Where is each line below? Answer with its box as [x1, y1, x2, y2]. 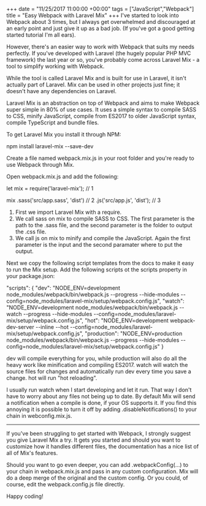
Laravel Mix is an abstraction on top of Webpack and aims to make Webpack [6, 99, 200, 107]
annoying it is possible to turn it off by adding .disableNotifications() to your [6, 406, 197, 413]
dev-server [6, 323, 35, 330]
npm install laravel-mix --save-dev [6, 143, 94, 149]
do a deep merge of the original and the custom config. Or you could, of [6, 474, 188, 481]
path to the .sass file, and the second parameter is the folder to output [15, 222, 193, 228]
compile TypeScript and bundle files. [6, 119, 99, 126]
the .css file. [15, 228, 47, 235]
